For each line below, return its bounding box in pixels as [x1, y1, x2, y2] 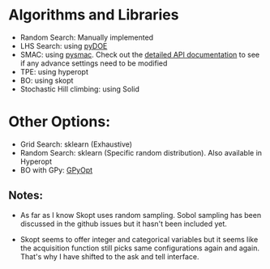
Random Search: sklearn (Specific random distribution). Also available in [19, 147, 262, 157]
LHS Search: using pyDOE [19, 41, 108, 50]
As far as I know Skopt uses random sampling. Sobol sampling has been [19, 210, 262, 220]
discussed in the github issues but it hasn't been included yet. [19, 219, 227, 228]
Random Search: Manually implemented [19, 32, 154, 42]
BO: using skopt [19, 75, 74, 85]
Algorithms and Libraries [8, 6, 179, 24]
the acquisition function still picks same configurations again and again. [19, 243, 259, 253]
